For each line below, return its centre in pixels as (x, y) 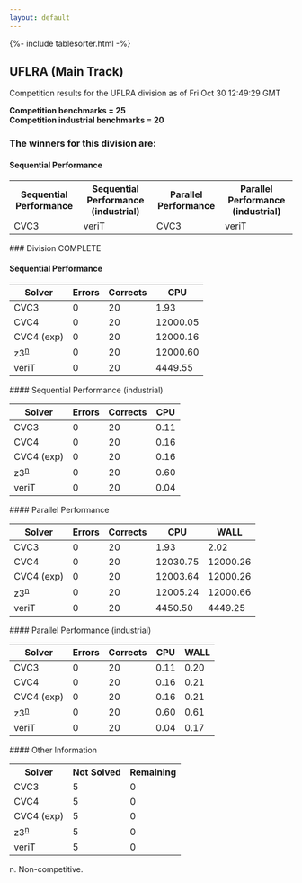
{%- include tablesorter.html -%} (70, 43)
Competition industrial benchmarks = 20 (87, 120)
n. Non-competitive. (46, 869)
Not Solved (97, 772)
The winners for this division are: (83, 143)
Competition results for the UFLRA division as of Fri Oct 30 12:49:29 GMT (145, 93)
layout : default (40, 18)
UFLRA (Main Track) (67, 72)
